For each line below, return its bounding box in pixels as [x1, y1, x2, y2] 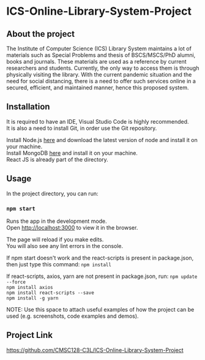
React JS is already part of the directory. [6, 156, 108, 163]
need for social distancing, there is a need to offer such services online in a [6, 78, 196, 84]
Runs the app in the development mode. [6, 217, 107, 225]
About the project [6, 29, 75, 39]
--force [6, 279, 26, 285]
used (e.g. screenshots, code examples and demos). [6, 312, 139, 320]
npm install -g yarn [6, 295, 59, 301]
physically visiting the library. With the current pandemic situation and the [6, 71, 192, 78]
